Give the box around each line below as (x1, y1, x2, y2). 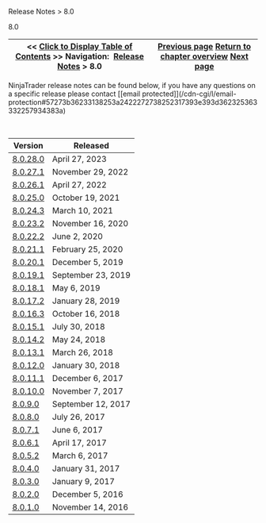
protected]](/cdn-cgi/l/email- (142, 89, 237, 98)
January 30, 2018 (51, 360, 120, 371)
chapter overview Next (160, 51, 249, 62)
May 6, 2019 (51, 283, 101, 293)
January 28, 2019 (51, 295, 120, 306)
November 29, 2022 (51, 167, 129, 177)
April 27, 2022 (51, 179, 107, 190)
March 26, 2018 (51, 347, 113, 358)
